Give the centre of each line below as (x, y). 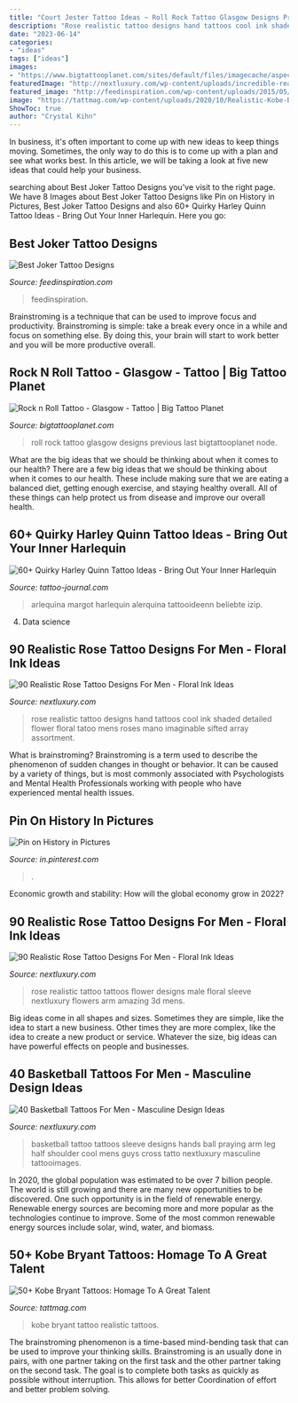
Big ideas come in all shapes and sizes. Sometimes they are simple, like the (147, 1018)
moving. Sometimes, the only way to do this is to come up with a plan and (144, 151)
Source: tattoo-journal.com (59, 587)
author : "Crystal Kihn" (53, 116)
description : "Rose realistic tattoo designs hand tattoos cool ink (138, 26)
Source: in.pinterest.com (54, 860)
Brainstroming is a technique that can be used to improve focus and (133, 316)
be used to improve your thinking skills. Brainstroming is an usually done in (145, 1351)
